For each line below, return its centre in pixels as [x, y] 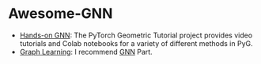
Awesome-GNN [61, 14]
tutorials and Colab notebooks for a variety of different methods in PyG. [136, 43]
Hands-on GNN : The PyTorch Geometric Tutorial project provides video [136, 35]
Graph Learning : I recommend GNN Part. [86, 52]
